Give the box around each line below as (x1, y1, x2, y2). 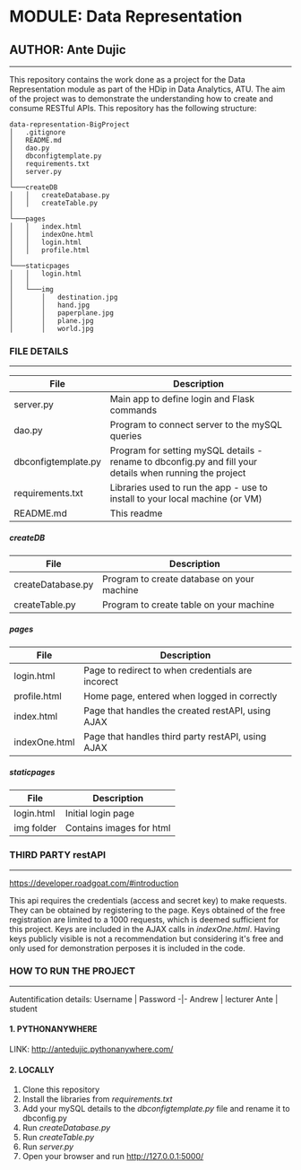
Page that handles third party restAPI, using (83, 730, 267, 743)
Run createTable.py (21, 1132, 95, 1143)
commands (109, 404, 158, 416)
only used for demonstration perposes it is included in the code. (9, 942, 245, 953)
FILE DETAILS (9, 345, 69, 357)
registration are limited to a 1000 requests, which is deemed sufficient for (9, 913, 279, 925)
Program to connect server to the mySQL (109, 419, 282, 432)
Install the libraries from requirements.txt (21, 1094, 173, 1105)
